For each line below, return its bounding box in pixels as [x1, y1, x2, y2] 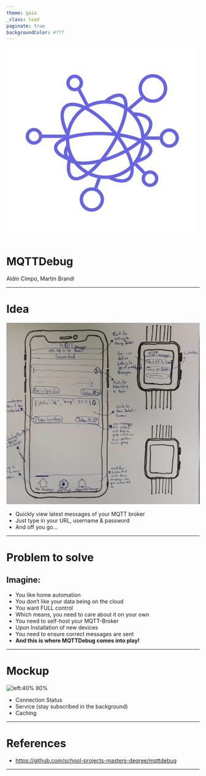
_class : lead [6, 16, 40, 23]
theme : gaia [6, 10, 37, 16]
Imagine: [6, 575, 41, 585]
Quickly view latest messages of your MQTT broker [15, 510, 145, 518]
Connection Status [15, 696, 63, 704]
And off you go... [15, 523, 58, 531]
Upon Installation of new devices [15, 623, 98, 631]
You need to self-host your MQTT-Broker [15, 617, 119, 624]
